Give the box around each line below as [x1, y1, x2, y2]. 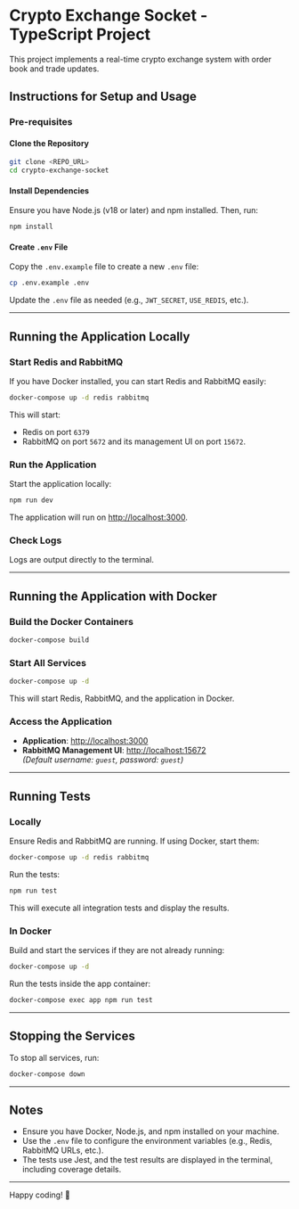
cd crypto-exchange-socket [9, 166, 109, 175]
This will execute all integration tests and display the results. [9, 902, 230, 913]
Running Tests [9, 788, 91, 803]
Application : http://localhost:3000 [21, 736, 149, 746]
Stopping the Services [9, 1029, 135, 1044]
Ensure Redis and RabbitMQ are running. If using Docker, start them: [9, 835, 260, 847]
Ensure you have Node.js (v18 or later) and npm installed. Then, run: [9, 205, 259, 216]
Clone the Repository [9, 137, 89, 148]
